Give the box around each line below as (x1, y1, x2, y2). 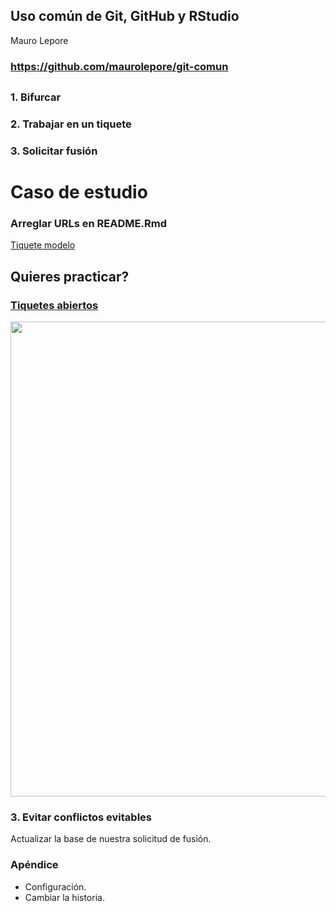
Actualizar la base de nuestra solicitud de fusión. (10, 833, 212, 845)
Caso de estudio (10, 181, 148, 204)
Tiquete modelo (10, 239, 76, 251)
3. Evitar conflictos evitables (10, 810, 152, 824)
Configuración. (24, 880, 87, 893)
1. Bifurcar (10, 90, 62, 104)
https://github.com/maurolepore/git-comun (10, 59, 229, 73)
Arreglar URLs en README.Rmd (10, 217, 167, 231)
